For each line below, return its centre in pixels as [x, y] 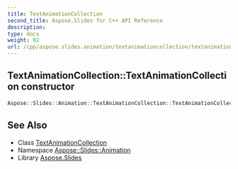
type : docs [23, 34]
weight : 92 [23, 40]
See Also [27, 125]
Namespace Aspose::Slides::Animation [74, 150]
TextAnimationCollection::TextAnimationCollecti [117, 76]
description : [27, 27]
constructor [48, 87]
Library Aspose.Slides [50, 158]
